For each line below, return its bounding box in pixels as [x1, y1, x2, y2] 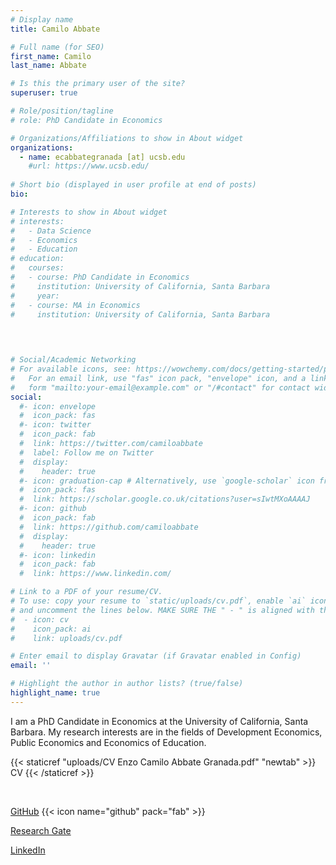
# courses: [10, 263, 65, 273]
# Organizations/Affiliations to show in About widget [10, 133, 244, 143]
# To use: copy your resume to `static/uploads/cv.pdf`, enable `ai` [10, 596, 307, 606]
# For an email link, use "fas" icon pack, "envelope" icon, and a [10, 373, 307, 383]
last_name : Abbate [10, 61, 87, 71]
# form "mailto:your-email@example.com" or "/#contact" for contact [10, 382, 311, 393]
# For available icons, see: [10, 364, 132, 374]
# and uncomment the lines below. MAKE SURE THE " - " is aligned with [10, 605, 315, 615]
